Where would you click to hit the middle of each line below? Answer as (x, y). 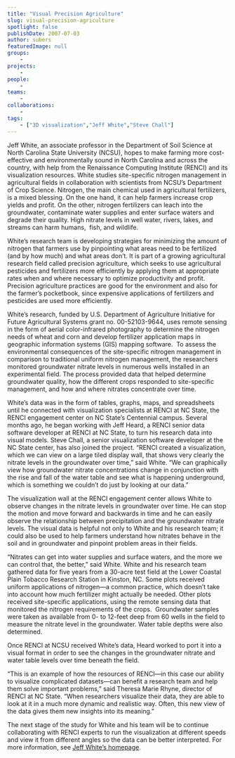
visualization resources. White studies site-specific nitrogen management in (117, 175)
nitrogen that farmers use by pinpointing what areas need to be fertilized (112, 248)
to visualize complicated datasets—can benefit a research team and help (113, 681)
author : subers (29, 40)
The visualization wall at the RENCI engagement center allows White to (109, 498)
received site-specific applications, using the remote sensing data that (109, 601)
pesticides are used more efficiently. (60, 300)
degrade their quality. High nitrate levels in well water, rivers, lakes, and (110, 219)
